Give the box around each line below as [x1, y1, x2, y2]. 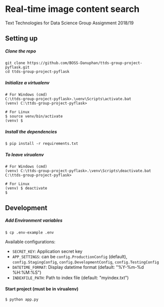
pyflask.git [5, 65, 30, 70]
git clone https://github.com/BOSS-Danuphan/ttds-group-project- [5, 61, 142, 65]
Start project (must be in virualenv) [5, 286, 79, 292]
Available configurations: [5, 239, 56, 245]
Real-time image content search [5, 3, 140, 15]
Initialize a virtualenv [5, 79, 50, 85]
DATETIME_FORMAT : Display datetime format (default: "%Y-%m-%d [12, 264, 144, 270]
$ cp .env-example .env [5, 230, 54, 235]
